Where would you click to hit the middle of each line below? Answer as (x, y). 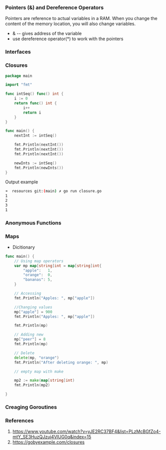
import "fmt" (19, 85)
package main (19, 76)
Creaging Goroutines (31, 407)
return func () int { (35, 103)
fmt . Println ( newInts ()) (39, 168)
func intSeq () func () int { (34, 94)
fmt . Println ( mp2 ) (32, 385)
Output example (22, 182)
